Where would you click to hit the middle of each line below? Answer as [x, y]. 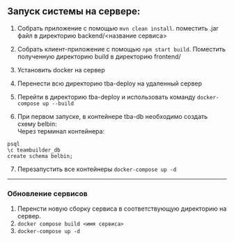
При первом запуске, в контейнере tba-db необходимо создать [112, 116]
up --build [58, 104]
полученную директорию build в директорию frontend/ [99, 56]
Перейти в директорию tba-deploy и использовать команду [107, 97]
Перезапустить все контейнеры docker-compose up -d [97, 169]
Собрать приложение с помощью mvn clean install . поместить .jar [118, 28]
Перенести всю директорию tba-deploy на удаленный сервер [110, 83]
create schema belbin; [40, 156]
